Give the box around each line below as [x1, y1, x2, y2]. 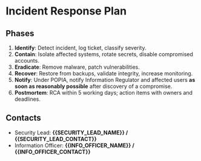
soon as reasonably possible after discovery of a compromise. [14, 83, 173, 90]
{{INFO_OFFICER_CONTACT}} [14, 148, 91, 155]
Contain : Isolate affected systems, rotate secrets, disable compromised [14, 51, 193, 58]
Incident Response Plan [5, 4, 127, 18]
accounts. [14, 57, 40, 64]
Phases [5, 28, 35, 39]
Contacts [5, 113, 42, 123]
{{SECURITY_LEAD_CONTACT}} [14, 135, 97, 142]
